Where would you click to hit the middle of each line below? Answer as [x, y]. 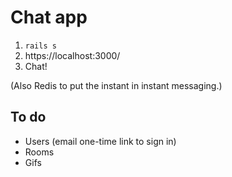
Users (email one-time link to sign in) [100, 141]
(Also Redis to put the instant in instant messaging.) [116, 85]
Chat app [49, 17]
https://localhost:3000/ [72, 55]
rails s [40, 46]
